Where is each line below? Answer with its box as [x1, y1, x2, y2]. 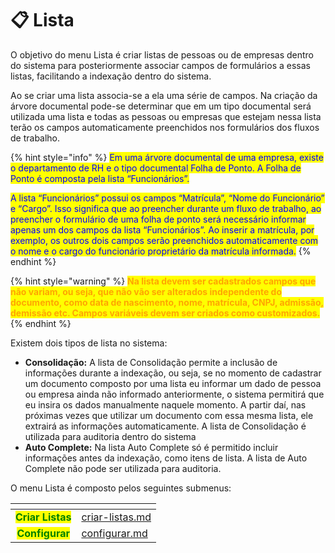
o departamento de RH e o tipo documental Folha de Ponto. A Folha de [10, 162, 302, 174]
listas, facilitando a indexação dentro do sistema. [10, 70, 212, 82]
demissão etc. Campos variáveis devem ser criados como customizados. [10, 307, 321, 319]
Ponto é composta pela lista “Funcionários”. [10, 172, 190, 184]
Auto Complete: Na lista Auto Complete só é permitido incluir [24, 441, 279, 453]
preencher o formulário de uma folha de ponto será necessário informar [10, 213, 307, 225]
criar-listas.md [81, 510, 152, 524]
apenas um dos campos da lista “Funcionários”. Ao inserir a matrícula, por [10, 223, 315, 236]
